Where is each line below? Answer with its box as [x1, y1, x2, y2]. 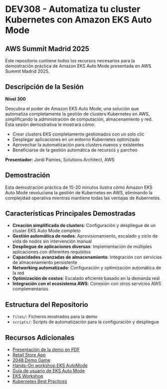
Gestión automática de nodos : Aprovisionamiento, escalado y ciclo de [12, 233, 158, 239]
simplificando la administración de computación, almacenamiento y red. [5, 116, 153, 122]
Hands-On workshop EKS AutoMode [12, 363, 88, 369]
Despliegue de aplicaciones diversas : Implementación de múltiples [12, 244, 152, 250]
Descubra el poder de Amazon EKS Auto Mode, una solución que [5, 106, 139, 112]
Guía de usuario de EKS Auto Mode [12, 368, 85, 374]
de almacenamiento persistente [12, 259, 77, 265]
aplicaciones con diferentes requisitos [12, 249, 91, 255]
